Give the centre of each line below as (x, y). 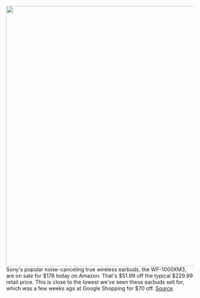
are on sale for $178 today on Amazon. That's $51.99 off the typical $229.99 (100, 276)
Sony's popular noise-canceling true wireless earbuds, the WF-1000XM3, (96, 269)
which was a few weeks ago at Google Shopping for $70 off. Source (90, 288)
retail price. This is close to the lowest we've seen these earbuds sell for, (95, 282)
